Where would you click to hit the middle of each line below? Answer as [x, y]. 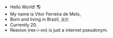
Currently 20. [23, 25]
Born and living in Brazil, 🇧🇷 [39, 19]
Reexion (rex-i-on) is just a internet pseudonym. [59, 30]
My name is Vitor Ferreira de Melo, [45, 14]
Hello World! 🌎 [25, 7]
